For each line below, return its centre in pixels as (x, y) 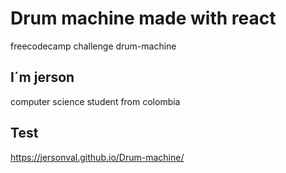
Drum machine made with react (143, 18)
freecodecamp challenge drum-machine (93, 46)
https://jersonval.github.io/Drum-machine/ (97, 157)
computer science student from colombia (95, 101)
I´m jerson (42, 77)
